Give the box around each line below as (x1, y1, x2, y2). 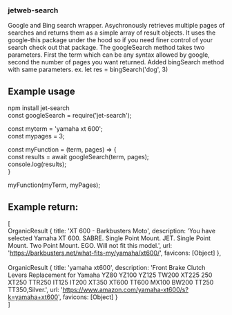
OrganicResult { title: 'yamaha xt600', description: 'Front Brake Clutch (8, 263, 206, 271)
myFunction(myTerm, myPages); (8, 181, 101, 189)
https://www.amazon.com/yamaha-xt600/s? (62, 285, 189, 294)
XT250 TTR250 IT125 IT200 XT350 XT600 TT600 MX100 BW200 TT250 (8, 278, 214, 286)
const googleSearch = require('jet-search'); (8, 111, 132, 120)
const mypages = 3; (8, 132, 65, 141)
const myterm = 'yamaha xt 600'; (8, 125, 103, 133)
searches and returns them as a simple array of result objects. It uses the (8, 28, 216, 37)
